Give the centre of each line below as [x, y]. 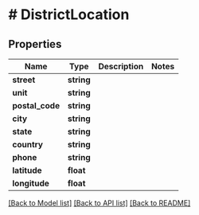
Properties [35, 44]
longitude [31, 183]
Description [121, 66]
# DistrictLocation [69, 15]
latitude [27, 170]
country [28, 145]
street [24, 80]
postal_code [36, 106]
